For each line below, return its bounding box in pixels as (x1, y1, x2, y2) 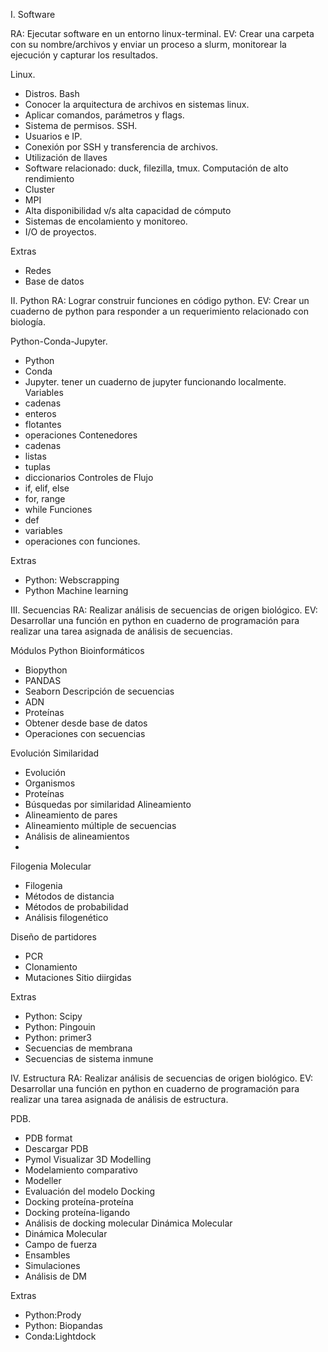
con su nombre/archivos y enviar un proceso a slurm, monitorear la (10, 39, 287, 50)
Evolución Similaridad (10, 747, 100, 759)
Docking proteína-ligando (24, 1207, 131, 1218)
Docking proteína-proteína (24, 1196, 134, 1208)
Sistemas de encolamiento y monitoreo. (24, 215, 188, 227)
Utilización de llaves (24, 152, 108, 163)
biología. (10, 316, 47, 328)
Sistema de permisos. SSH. (24, 120, 138, 131)
